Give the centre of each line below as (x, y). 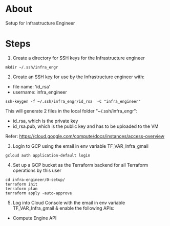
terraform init (22, 184)
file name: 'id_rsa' (31, 86)
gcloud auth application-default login (48, 155)
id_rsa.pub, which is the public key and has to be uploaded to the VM (86, 126)
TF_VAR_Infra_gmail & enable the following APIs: (63, 208)
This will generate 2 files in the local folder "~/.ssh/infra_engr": (71, 111)
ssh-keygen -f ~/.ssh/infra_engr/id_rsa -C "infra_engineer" (73, 101)
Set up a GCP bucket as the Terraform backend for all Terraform (80, 165)
